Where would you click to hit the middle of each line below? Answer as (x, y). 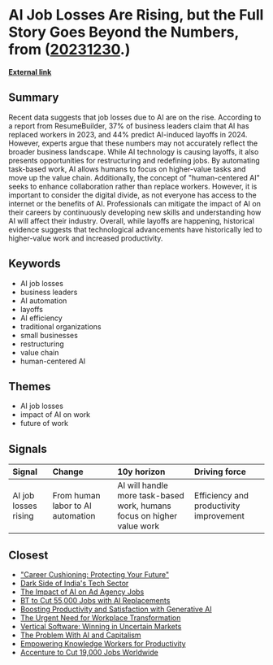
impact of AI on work (55, 415)
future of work (44, 424)
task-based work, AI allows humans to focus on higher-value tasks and (127, 169)
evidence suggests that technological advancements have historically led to (135, 229)
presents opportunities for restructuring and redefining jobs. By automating (134, 160)
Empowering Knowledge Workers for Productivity (103, 643)
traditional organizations (61, 326)
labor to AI (72, 506)
